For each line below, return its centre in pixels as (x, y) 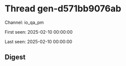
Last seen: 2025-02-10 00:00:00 (38, 41)
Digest (15, 57)
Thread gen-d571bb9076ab (63, 9)
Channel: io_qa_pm (24, 22)
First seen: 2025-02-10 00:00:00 (39, 32)
